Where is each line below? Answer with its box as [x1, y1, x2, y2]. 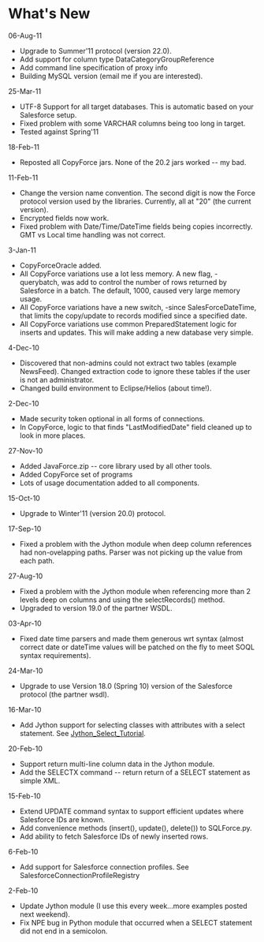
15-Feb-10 [8, 791, 41, 801]
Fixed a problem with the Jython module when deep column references [19, 539, 252, 548]
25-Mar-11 [8, 86, 42, 95]
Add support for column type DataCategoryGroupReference [19, 54, 214, 64]
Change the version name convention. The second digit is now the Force [19, 188, 256, 197]
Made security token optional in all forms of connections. [19, 413, 205, 423]
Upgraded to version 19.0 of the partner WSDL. [19, 603, 173, 612]
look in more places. [19, 431, 86, 440]
